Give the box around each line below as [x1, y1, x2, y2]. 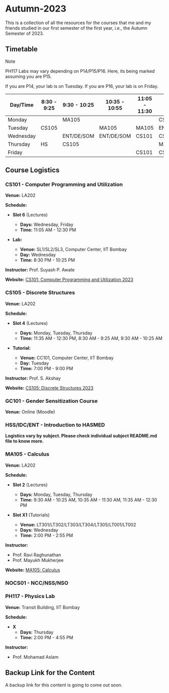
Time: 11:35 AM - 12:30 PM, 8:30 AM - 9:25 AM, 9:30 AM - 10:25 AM [20, 335, 162, 341]
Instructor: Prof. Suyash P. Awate [5, 267, 75, 273]
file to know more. [5, 438, 44, 444]
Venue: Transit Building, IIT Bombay [5, 604, 80, 610]
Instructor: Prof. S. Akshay [5, 375, 61, 381]
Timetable [5, 45, 38, 53]
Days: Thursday [20, 629, 54, 635]
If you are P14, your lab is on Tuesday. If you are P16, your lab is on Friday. [5, 83, 158, 89]
